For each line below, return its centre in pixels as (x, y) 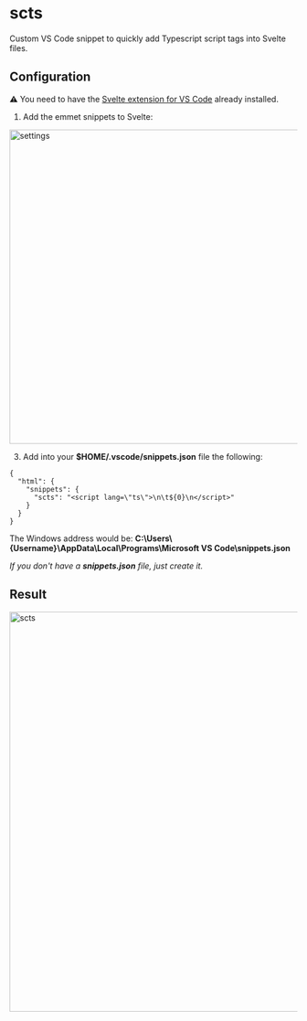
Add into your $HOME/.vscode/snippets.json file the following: (143, 456)
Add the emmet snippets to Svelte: (88, 116)
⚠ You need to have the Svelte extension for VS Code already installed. (144, 99)
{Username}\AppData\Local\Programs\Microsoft (104, 548)
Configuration (50, 77)
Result (28, 595)
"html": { (36, 481)
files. (19, 48)
